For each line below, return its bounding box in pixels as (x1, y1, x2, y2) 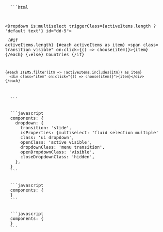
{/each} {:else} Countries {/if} (5, 52, 85, 57)
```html (10, 5, 28, 10)
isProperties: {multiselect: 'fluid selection (20, 130, 133, 135)
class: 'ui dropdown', (20, 135, 74, 140)
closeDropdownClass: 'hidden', (20, 154, 95, 159)
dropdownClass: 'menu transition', (20, 144, 105, 150)
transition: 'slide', (20, 125, 72, 130)
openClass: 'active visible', (20, 139, 92, 145)
